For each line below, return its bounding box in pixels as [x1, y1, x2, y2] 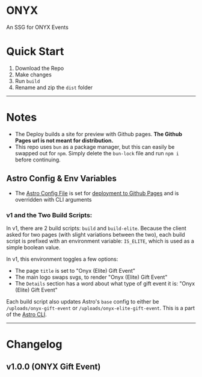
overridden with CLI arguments [14, 196, 92, 203]
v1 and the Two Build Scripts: [6, 211, 93, 219]
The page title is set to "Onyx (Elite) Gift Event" [14, 267, 136, 274]
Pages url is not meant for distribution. [14, 137, 114, 144]
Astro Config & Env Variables [6, 173, 117, 184]
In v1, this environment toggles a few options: [6, 255, 118, 263]
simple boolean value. [6, 243, 61, 251]
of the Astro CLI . [6, 311, 47, 318]
